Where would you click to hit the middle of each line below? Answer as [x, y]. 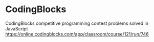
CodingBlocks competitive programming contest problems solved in [77, 23]
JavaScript [17, 28]
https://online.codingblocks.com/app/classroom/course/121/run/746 [77, 34]
